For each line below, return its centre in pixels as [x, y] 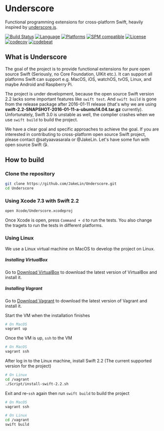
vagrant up [16, 329]
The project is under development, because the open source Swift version [80, 94]
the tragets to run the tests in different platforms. [54, 225]
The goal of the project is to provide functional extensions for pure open [78, 69]
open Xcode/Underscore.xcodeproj [39, 211]
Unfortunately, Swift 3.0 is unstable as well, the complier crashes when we [80, 114]
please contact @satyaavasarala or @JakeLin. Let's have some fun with [77, 139]
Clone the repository [30, 174]
